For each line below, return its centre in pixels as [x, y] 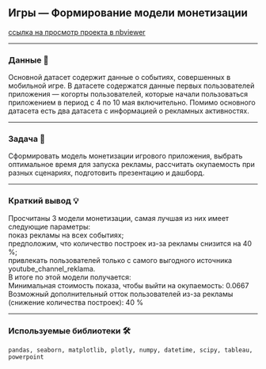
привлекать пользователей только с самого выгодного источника [120, 260]
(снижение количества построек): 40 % [76, 302]
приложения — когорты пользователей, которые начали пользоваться [128, 94]
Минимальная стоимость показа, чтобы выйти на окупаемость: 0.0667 [129, 285]
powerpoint [26, 357]
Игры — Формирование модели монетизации [128, 13]
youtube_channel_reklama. [52, 268]
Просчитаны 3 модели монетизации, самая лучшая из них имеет [119, 218]
